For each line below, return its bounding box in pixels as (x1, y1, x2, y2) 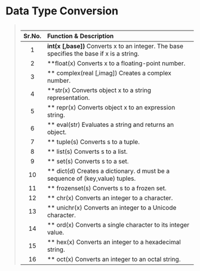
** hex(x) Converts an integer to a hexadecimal (47, 237, 181, 246)
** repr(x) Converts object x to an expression (47, 103, 176, 111)
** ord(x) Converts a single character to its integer (47, 220, 190, 229)
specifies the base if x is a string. (47, 49, 140, 57)
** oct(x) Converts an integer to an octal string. (47, 255, 181, 263)
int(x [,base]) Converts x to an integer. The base (47, 42, 183, 50)
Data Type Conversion (5, 4, 119, 18)
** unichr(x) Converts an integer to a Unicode (47, 203, 177, 212)
